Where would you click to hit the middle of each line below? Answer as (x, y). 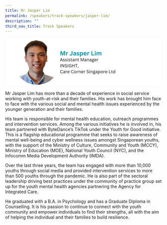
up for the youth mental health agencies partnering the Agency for (73, 186)
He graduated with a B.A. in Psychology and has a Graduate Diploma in (78, 201)
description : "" (22, 21)
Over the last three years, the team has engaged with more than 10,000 (78, 165)
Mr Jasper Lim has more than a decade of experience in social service (77, 93)
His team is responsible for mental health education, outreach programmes (82, 119)
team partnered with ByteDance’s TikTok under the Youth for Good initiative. (83, 129)
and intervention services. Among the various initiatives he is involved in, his (83, 124)
